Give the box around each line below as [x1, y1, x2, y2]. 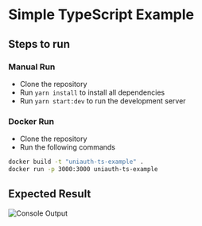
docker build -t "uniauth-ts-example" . [8, 158, 145, 166]
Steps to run [8, 37, 70, 51]
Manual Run [8, 61, 56, 72]
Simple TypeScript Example [8, 6, 195, 24]
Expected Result [8, 187, 91, 201]
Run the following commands [19, 142, 115, 152]
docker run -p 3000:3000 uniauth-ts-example [8, 166, 158, 173]
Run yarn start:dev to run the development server [19, 95, 186, 105]
